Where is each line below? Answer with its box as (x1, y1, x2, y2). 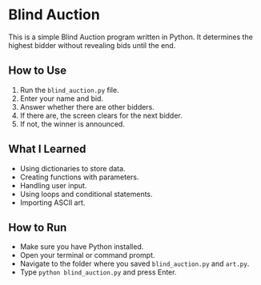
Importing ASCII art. (19, 198, 86, 207)
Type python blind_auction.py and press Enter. (19, 267, 177, 277)
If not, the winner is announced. (19, 118, 126, 129)
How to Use (8, 64, 67, 78)
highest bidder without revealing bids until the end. (8, 40, 176, 50)
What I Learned (8, 142, 86, 156)
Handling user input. (19, 180, 87, 190)
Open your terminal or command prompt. (19, 251, 155, 260)
